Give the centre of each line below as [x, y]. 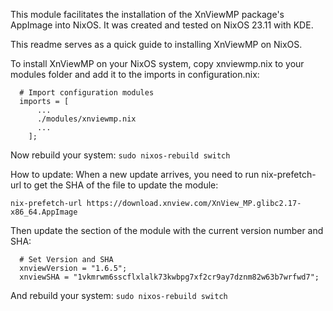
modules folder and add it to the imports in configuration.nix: [135, 74]
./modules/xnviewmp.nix [86, 119]
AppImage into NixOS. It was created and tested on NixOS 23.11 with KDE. [162, 25]
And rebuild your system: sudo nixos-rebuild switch [119, 295]
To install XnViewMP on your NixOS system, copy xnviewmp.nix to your [157, 63]
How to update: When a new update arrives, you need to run [135, 174]
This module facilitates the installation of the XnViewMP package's [147, 14]
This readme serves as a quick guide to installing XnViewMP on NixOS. [156, 44]
